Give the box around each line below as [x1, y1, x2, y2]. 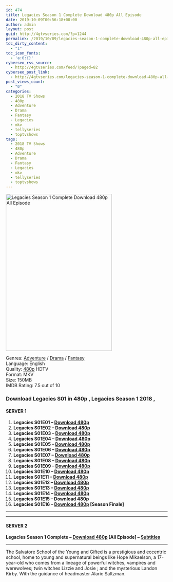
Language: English [6, 360, 45, 367]
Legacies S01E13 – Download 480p [13, 485, 89, 491]
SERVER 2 [6, 522, 28, 529]
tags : [6, 137, 17, 142]
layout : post [6, 27, 34, 32]
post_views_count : [6, 79, 45, 84]
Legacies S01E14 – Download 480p [13, 490, 89, 497]
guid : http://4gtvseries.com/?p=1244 [6, 31, 87, 37]
